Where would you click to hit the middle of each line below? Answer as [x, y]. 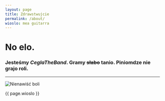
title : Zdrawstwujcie [27, 14]
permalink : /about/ [25, 19]
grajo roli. [17, 69]
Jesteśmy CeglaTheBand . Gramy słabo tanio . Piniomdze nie [78, 62]
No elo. [20, 47]
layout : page [18, 10]
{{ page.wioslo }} [22, 93]
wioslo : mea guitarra [27, 23]
